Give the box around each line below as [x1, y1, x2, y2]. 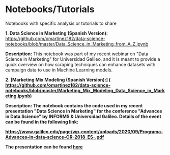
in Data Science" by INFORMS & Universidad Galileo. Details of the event [5, 113, 161, 120]
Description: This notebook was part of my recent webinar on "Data [5, 51, 149, 57]
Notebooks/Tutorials [5, 4, 95, 15]
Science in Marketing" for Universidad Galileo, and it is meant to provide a [5, 56, 160, 62]
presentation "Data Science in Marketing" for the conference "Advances [5, 108, 162, 114]
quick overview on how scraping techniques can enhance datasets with [5, 61, 156, 67]
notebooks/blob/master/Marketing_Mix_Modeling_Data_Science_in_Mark [5, 87, 165, 93]
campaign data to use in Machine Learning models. [5, 67, 113, 73]
